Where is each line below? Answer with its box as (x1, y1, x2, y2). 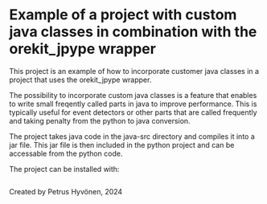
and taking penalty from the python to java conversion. (9, 116, 191, 125)
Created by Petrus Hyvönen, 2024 (9, 186, 123, 196)
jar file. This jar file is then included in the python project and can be (9, 140, 235, 149)
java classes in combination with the (9, 22, 257, 41)
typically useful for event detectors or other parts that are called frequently (9, 107, 257, 117)
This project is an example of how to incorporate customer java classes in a (9, 66, 260, 75)
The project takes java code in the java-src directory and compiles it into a (9, 131, 256, 141)
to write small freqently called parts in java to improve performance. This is (9, 99, 257, 108)
